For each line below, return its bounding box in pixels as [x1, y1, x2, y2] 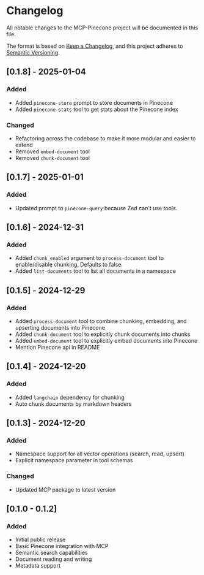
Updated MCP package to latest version [15, 486, 116, 493]
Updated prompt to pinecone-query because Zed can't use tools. [15, 204, 178, 211]
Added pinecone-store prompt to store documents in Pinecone [15, 99, 173, 106]
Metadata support [15, 562, 61, 569]
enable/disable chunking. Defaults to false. [15, 261, 123, 268]
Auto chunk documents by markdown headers [15, 400, 132, 408]
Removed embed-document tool [15, 148, 90, 155]
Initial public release [15, 536, 66, 543]
